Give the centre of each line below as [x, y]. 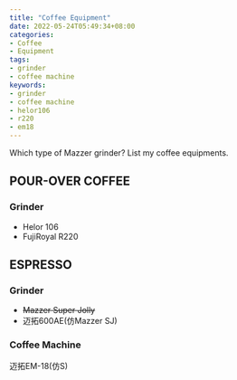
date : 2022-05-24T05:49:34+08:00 [72, 26]
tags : [19, 60]
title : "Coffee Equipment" [60, 18]
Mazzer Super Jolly [59, 310]
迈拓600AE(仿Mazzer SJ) [70, 321]
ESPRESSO [41, 265]
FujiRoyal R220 [50, 236]
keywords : [28, 85]
